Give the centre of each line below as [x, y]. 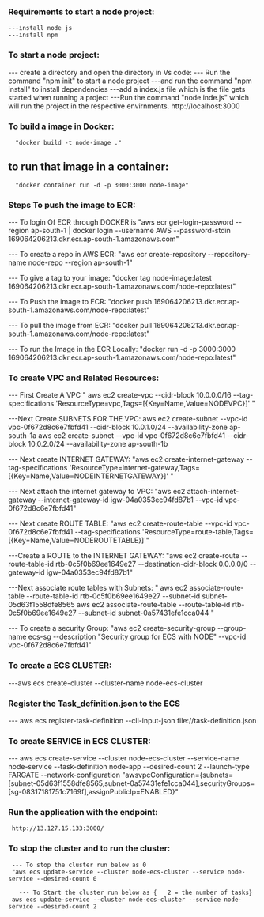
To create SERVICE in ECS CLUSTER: [80, 741]
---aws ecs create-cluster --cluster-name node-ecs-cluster [106, 683]
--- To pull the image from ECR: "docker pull [80, 325]
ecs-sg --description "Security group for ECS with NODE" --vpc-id [137, 637]
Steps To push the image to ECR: [72, 205]
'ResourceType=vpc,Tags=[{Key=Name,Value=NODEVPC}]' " [155, 404]
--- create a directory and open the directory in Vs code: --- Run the [119, 72]
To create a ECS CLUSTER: [60, 666]
